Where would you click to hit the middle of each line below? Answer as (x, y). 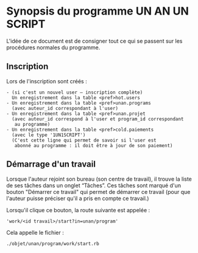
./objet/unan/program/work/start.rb (53, 244)
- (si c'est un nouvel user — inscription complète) (75, 92)
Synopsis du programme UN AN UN (97, 11)
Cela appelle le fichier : (35, 232)
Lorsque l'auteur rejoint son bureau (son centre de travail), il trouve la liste (99, 179)
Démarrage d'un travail (51, 165)
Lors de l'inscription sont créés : (47, 81)
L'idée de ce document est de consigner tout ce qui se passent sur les (94, 41)
